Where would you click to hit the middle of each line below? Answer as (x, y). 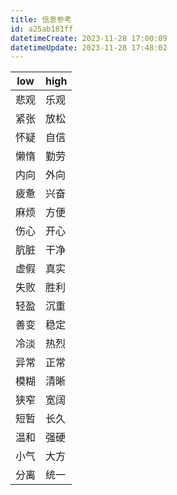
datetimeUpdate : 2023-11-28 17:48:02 (89, 47)
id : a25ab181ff (42, 29)
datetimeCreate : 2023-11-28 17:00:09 (89, 38)
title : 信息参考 (41, 19)
